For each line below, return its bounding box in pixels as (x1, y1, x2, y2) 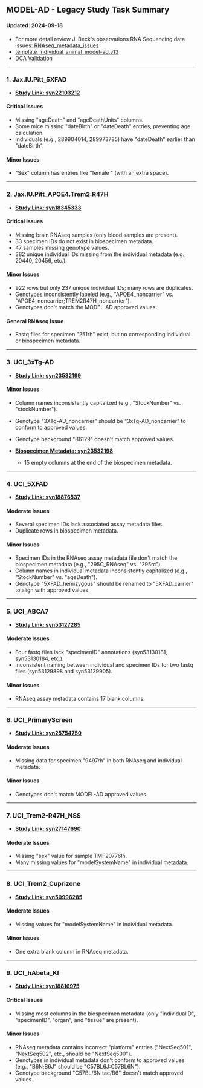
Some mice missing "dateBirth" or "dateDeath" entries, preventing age (14, 123, 191, 130)
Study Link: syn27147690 (14, 825, 82, 833)
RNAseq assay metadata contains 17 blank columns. (14, 695, 145, 703)
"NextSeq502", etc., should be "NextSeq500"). (14, 1050, 132, 1057)
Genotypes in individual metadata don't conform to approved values (14, 1056, 185, 1064)
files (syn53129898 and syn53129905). (14, 667, 113, 675)
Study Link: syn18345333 (14, 204, 82, 211)
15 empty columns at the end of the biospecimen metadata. (24, 459, 172, 466)
